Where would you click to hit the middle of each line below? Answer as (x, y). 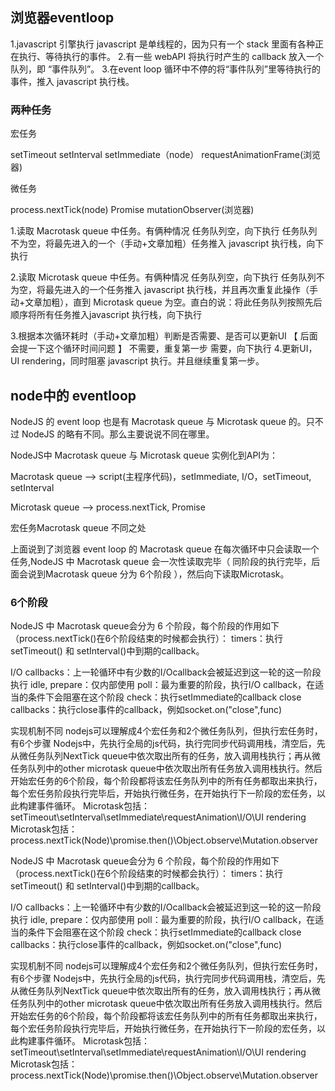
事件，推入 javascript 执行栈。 (72, 81)
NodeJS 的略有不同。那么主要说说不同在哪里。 (118, 434)
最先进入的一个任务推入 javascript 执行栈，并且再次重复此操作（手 (181, 290)
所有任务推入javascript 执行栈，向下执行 (119, 315)
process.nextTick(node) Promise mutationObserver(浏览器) (132, 210)
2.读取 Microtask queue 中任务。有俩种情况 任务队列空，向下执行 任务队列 (163, 277)
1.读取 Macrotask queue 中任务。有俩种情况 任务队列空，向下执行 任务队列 (164, 231)
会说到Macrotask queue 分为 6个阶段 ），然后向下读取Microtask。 (154, 574)
